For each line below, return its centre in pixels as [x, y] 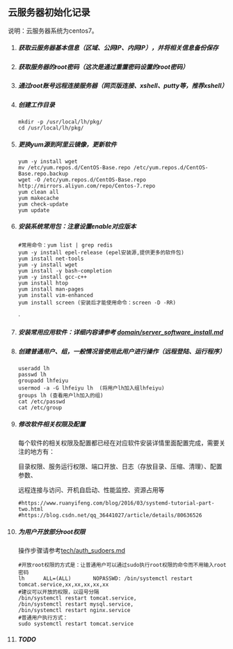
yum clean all [38, 192]
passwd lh [32, 375]
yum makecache [38, 198]
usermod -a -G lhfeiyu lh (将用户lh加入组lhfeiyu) [91, 388]
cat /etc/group [40, 408]
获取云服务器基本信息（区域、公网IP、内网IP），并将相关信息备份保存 [118, 48]
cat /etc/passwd [41, 402]
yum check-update [43, 204]
